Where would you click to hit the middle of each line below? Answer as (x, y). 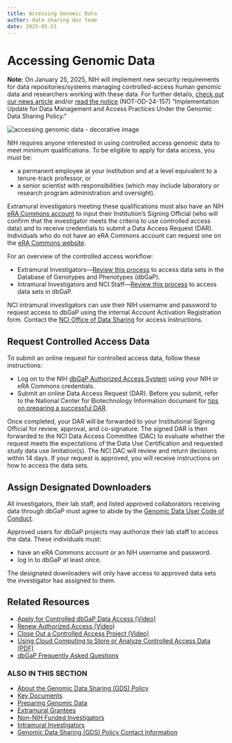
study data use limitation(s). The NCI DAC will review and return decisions (112, 451)
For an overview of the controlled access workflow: (80, 257)
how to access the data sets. (48, 466)
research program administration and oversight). (86, 193)
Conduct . (20, 518)
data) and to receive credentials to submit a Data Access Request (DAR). (110, 228)
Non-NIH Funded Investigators (61, 717)
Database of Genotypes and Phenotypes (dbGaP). (88, 277)
